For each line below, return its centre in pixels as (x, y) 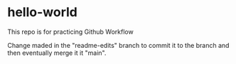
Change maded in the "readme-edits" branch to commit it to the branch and (118, 45)
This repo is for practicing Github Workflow (70, 32)
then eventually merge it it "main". (57, 53)
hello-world (43, 12)
